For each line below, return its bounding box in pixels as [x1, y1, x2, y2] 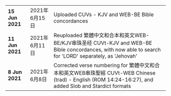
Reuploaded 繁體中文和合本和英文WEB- [53, 32, 150, 39]
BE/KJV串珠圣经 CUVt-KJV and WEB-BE [53, 39, 153, 46]
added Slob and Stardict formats [53, 83, 131, 89]
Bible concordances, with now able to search [53, 46, 161, 53]
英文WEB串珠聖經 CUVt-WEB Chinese [63, 69, 156, 76]
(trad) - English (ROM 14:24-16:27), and [53, 76, 154, 83]
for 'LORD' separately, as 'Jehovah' [53, 53, 137, 59]
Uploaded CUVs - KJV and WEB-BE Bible [53, 11, 154, 18]
